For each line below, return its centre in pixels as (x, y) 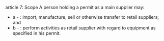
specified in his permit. (37, 33)
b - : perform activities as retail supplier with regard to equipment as (84, 28)
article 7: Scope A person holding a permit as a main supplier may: (75, 7)
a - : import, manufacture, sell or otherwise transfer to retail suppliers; (86, 17)
